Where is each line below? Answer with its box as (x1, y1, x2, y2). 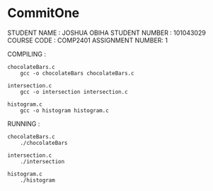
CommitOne (7, 5, 80, 21)
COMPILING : (7, 50, 46, 58)
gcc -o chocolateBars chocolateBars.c (20, 70, 134, 77)
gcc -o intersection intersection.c (20, 88, 129, 95)
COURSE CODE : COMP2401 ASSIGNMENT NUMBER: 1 (7, 36, 168, 44)
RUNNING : (7, 119, 40, 128)
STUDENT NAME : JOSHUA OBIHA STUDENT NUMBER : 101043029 (7, 28, 207, 37)
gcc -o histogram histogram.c (20, 107, 110, 114)
